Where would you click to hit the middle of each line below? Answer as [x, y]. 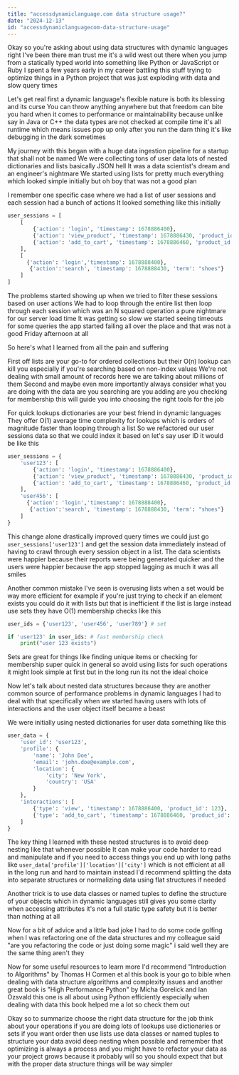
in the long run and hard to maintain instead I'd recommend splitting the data [119, 872]
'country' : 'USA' [71, 782]
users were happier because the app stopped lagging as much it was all [113, 566]
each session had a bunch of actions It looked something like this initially [114, 203]
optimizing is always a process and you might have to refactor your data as [117, 1049]
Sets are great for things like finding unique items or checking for [102, 657]
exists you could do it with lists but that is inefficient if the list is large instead [119, 603]
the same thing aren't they [46, 953]
